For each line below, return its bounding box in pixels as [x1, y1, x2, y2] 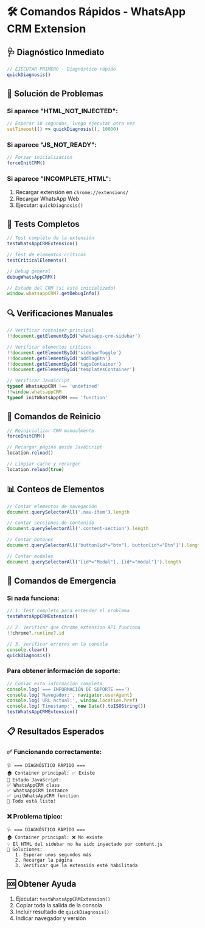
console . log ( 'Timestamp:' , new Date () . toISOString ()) [7, 703, 147, 710]
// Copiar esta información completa [7, 680, 103, 686]
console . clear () [7, 646, 48, 653]
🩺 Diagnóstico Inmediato [7, 47, 105, 57]
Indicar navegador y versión [15, 914, 86, 922]
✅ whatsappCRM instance [7, 787, 69, 794]
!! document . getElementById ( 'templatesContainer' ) [7, 366, 136, 373]
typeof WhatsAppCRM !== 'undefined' [7, 383, 100, 389]
